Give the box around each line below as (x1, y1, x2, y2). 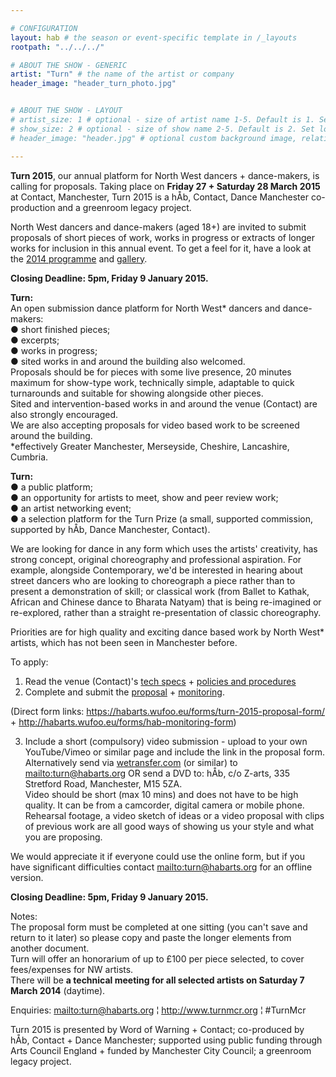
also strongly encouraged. (10, 408, 119, 420)
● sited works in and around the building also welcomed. (10, 355, 246, 367)
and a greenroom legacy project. (57, 201, 192, 213)
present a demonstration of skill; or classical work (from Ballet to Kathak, (10, 585, 310, 597)
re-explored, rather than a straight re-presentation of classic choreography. (10, 606, 322, 618)
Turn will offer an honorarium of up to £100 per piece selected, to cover (10, 952, 305, 965)
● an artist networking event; (10, 502, 132, 514)
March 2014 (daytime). (10, 984, 106, 996)
